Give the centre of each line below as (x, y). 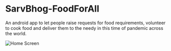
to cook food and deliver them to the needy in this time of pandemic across (84, 28)
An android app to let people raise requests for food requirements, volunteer (86, 23)
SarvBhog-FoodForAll (52, 9)
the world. (16, 33)
